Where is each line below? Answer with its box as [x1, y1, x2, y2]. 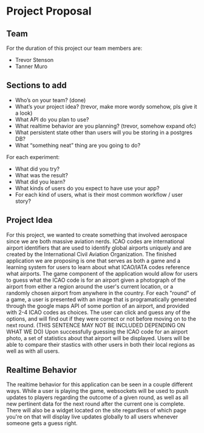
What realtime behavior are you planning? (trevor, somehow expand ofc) [15, 122, 196, 129]
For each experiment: [6, 153, 60, 160]
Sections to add [6, 80, 67, 90]
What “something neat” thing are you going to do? [15, 141, 141, 149]
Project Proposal [6, 4, 92, 18]
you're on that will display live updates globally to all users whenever [6, 413, 178, 420]
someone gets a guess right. [6, 420, 78, 427]
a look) [15, 109, 33, 117]
